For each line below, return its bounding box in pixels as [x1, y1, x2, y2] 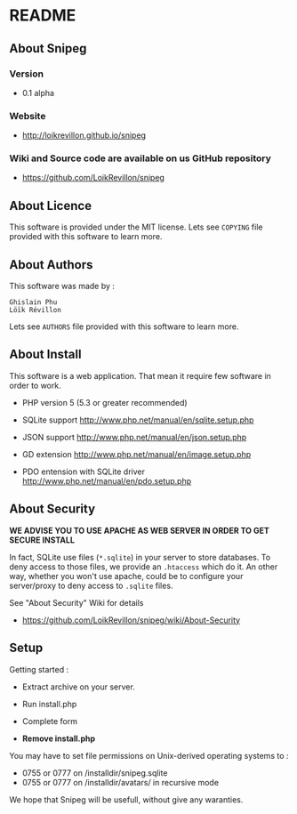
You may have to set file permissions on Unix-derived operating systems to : [9, 750, 289, 761]
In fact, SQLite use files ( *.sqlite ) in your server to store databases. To [9, 552, 271, 562]
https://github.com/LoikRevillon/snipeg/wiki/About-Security [21, 615, 241, 625]
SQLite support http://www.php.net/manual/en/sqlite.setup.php [21, 415, 254, 425]
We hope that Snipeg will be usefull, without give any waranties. [9, 794, 244, 805]
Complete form [21, 715, 78, 726]
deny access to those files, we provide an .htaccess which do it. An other [9, 561, 278, 572]
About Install [9, 347, 82, 362]
